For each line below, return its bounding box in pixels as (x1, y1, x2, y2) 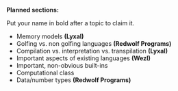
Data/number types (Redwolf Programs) (16, 76, 131, 84)
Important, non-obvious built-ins (16, 62, 108, 69)
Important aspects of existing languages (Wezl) (16, 54, 151, 62)
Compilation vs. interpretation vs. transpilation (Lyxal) (16, 47, 168, 55)
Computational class (16, 68, 75, 77)
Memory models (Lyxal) (16, 32, 84, 40)
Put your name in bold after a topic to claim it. (6, 19, 135, 27)
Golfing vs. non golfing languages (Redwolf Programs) (16, 40, 172, 47)
